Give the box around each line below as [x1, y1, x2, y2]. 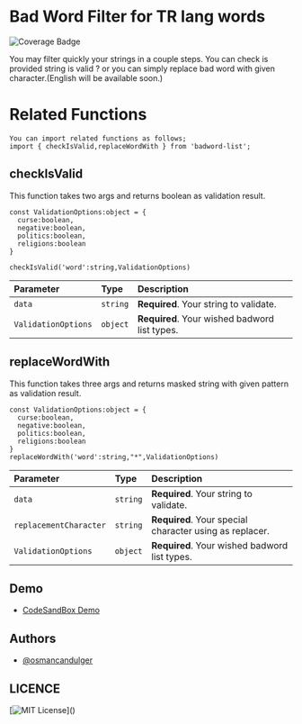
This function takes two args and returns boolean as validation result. [9, 190, 266, 201]
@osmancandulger [22, 655, 93, 665]
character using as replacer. [151, 524, 270, 537]
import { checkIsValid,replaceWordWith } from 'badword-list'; [9, 141, 252, 150]
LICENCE [9, 681, 61, 696]
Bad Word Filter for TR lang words [9, 6, 266, 27]
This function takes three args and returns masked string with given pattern [9, 378, 289, 389]
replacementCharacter [13, 520, 106, 530]
